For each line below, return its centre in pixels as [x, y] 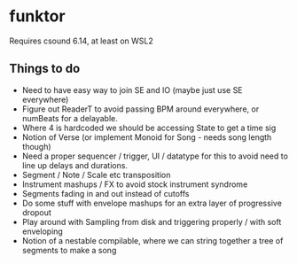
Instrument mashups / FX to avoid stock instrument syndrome [135, 184]
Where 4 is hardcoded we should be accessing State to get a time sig [149, 128]
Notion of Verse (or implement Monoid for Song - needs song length [147, 137]
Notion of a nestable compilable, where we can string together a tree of [152, 240]
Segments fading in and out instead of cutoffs [106, 193]
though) [36, 146]
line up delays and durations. [75, 165]
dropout [36, 212]
